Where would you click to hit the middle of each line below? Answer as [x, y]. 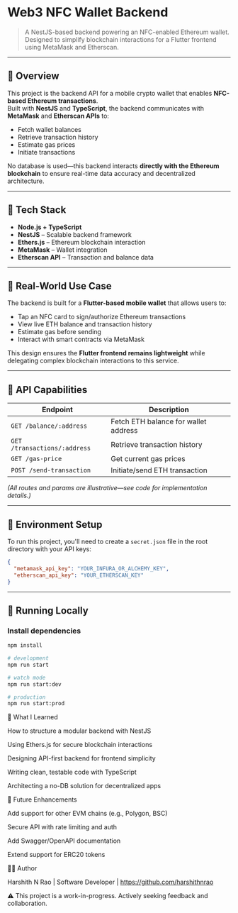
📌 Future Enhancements [42, 799]
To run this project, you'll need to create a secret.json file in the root [108, 541]
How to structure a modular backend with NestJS [79, 731]
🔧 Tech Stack [37, 210]
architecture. [26, 181]
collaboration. [27, 903]
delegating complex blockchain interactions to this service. [93, 361]
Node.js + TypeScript [50, 227]
